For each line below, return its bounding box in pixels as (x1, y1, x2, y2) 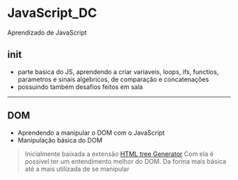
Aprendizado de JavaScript (7, 28, 87, 37)
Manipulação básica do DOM (17, 136, 103, 144)
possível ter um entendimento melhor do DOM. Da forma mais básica (24, 157, 227, 165)
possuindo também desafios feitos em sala (17, 83, 143, 91)
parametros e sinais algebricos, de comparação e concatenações (17, 75, 209, 83)
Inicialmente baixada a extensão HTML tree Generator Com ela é (24, 150, 214, 158)
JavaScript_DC (7, 5, 97, 21)
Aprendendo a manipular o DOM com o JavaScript (17, 128, 165, 137)
